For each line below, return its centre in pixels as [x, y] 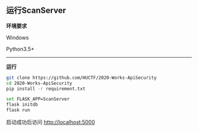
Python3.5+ [20, 49]
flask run [18, 110]
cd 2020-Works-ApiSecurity [39, 83]
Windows [18, 38]
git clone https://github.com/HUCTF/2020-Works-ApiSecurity [82, 78]
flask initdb [22, 105]
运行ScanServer [36, 11]
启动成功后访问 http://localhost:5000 [51, 122]
